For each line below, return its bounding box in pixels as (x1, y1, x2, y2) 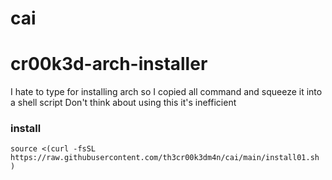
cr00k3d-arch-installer (10, 53, 208, 76)
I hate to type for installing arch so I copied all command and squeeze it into (10, 86, 323, 98)
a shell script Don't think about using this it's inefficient (10, 97, 237, 109)
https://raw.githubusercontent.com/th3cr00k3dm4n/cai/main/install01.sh (10, 153, 320, 163)
